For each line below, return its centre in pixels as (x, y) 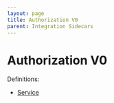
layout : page (26, 13)
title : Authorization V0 (43, 20)
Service (28, 93)
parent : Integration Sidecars (50, 26)
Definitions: (23, 79)
